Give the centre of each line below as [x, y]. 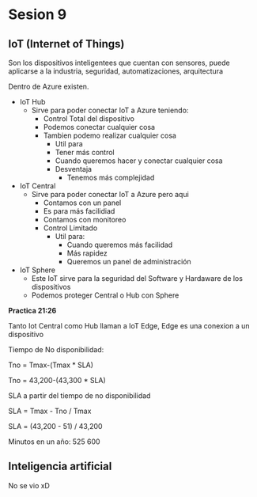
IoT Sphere [38, 270]
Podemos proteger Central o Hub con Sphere [105, 295]
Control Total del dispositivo [89, 119]
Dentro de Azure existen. [49, 86]
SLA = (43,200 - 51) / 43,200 [55, 426]
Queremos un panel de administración [129, 262]
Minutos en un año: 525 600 [54, 442]
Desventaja [74, 169]
